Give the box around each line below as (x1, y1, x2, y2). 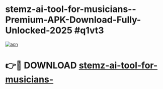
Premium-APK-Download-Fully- (5, 14, 141, 25)
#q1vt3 (74, 25, 104, 36)
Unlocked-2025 (5, 25, 73, 36)
